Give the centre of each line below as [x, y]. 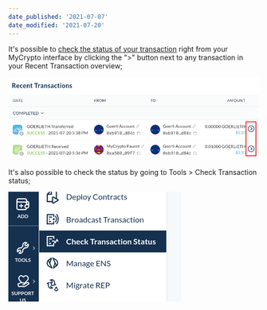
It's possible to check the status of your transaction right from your [118, 48]
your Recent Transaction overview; [66, 66]
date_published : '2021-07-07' [59, 17]
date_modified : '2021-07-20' [57, 25]
